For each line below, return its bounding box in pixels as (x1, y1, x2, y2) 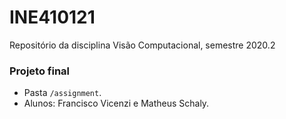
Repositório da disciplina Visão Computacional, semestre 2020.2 (9, 39, 276, 51)
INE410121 (9, 6, 96, 29)
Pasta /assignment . (23, 87, 102, 99)
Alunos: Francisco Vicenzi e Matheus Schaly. (23, 97, 210, 110)
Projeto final (9, 64, 71, 78)
